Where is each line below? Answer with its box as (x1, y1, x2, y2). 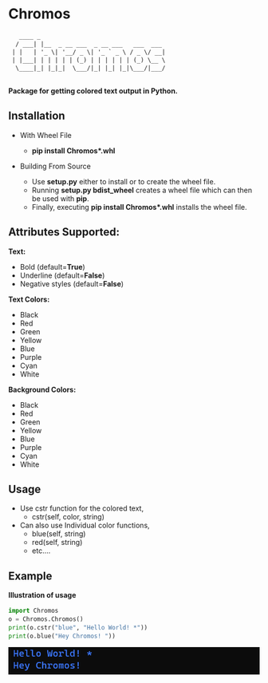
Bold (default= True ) (19, 262, 85, 271)
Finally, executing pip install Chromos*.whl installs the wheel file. (31, 202, 247, 211)
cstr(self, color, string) (31, 512, 105, 522)
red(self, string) (31, 538, 83, 547)
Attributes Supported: (8, 225, 120, 239)
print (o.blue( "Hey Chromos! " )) (8, 632, 116, 640)
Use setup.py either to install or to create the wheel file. (31, 176, 216, 186)
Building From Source (19, 161, 92, 171)
